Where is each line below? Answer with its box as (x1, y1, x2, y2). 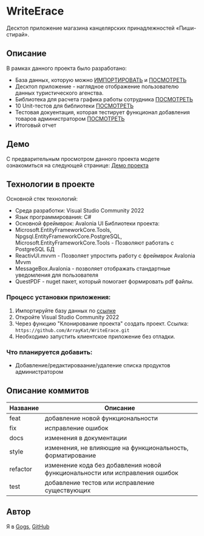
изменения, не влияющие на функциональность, (44, 443, 189, 452)
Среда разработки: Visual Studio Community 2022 (15, 207, 144, 214)
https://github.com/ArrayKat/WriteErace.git (15, 327, 130, 333)
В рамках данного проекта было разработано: (6, 64, 127, 72)
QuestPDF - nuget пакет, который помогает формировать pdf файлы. (15, 278, 194, 285)
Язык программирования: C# (15, 214, 92, 221)
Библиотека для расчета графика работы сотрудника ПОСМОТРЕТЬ (15, 95, 193, 103)
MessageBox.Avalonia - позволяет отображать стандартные (15, 265, 171, 273)
